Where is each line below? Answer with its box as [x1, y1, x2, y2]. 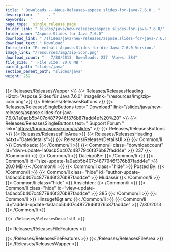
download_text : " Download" [5, 41, 65, 46]
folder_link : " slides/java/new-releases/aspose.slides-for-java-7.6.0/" [5, 26, 165, 32]
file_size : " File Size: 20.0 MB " [5, 60, 83, 65]
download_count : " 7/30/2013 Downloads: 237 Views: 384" [5, 54, 138, 60]
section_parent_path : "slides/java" [5, 69, 83, 74]
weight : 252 [5, 74, 31, 79]
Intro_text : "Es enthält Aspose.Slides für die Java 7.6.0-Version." [5, 45, 156, 50]
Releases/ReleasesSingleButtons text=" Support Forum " [5, 120, 124, 126]
